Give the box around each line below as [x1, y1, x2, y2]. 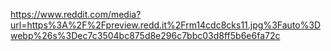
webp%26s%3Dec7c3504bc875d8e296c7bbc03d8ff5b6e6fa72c [10, 30, 281, 41]
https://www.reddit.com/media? [10, 9, 142, 20]
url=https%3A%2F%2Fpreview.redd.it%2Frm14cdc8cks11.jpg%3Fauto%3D [10, 19, 322, 31]
